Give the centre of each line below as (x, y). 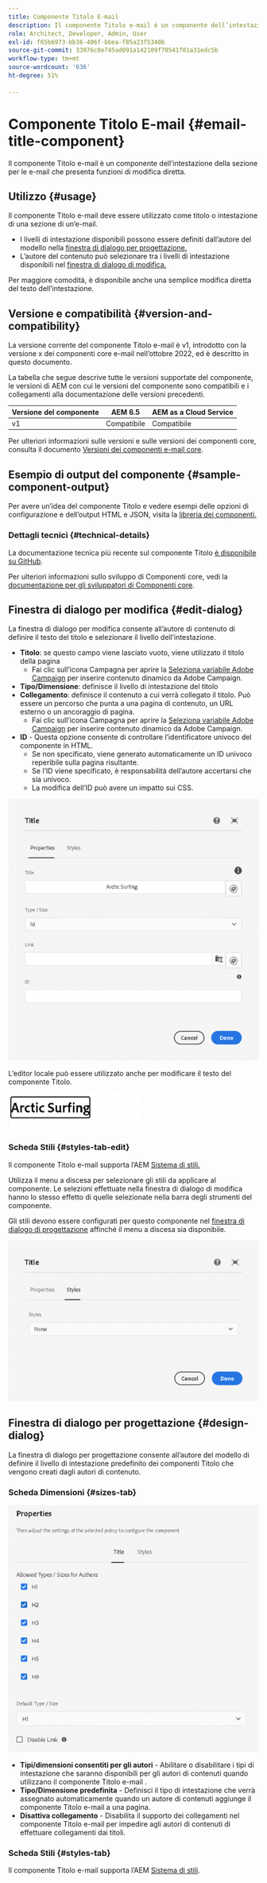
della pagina (40, 661)
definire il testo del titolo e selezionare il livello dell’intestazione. (112, 637)
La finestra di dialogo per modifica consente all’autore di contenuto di (122, 629)
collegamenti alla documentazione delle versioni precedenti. (106, 394)
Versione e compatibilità (70, 314)
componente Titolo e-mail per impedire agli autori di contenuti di (125, 1823)
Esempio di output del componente (97, 474)
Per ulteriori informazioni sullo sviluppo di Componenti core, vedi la (118, 576)
